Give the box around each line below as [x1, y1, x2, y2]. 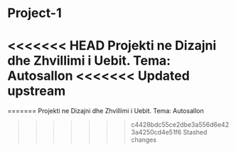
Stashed [183, 128, 208, 137]
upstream [7, 83, 66, 99]
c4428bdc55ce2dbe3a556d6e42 [131, 120, 230, 129]
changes [131, 135, 157, 144]
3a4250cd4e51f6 [131, 128, 182, 137]
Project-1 [7, 5, 62, 21]
